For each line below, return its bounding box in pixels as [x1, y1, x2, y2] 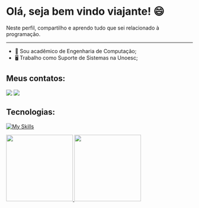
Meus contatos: [6, 73, 66, 84]
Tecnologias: [6, 107, 55, 117]
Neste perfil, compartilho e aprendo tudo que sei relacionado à [6, 24, 160, 31]
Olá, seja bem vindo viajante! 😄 [6, 5, 165, 18]
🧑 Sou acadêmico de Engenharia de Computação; [14, 47, 137, 54]
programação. [6, 30, 41, 37]
